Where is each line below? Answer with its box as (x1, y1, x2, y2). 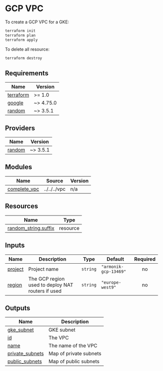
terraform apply (5, 37, 38, 42)
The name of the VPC (48, 342, 98, 349)
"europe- (101, 280, 121, 285)
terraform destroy (5, 55, 42, 61)
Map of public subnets (48, 358, 100, 365)
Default (106, 255, 125, 262)
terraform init (5, 28, 36, 33)
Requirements (5, 69, 49, 77)
